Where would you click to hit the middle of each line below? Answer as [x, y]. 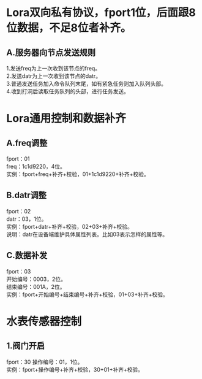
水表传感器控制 [44, 321]
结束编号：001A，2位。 [36, 286]
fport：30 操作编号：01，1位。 [45, 362]
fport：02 [19, 211]
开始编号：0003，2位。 [36, 279]
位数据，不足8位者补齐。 [69, 28]
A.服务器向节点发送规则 [51, 52]
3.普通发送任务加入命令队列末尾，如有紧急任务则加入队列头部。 [87, 84]
